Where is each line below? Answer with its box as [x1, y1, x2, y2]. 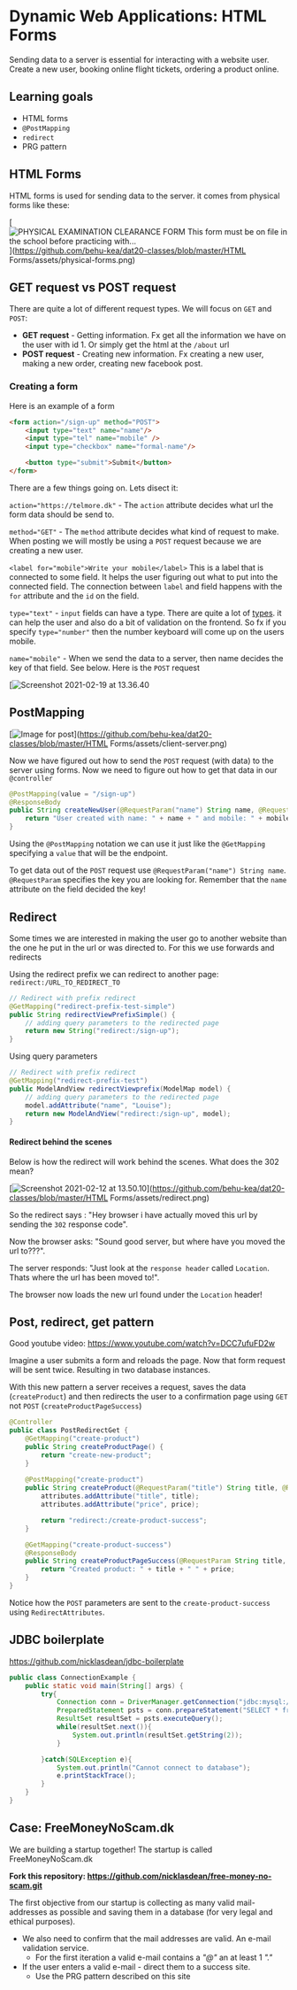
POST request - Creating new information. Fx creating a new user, [21, 349, 264, 359]
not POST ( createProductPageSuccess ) [9, 1400, 142, 1411]
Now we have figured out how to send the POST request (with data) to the [9, 755, 274, 766]
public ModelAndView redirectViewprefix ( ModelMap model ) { [9, 1084, 232, 1093]
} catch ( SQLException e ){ [41, 1755, 133, 1763]
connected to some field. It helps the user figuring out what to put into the [9, 571, 278, 582]
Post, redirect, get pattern [9, 1315, 155, 1330]
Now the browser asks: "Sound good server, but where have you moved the [9, 1236, 286, 1246]
